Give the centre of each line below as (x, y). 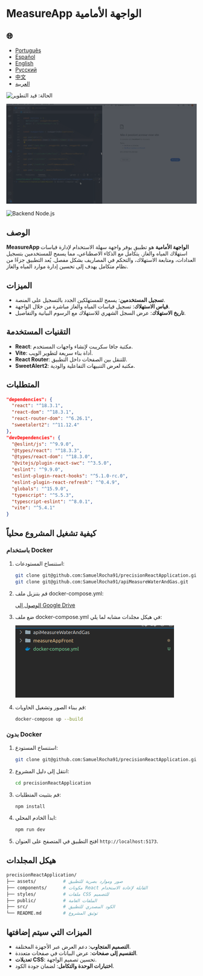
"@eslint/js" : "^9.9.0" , (43, 444)
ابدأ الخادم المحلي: (36, 818)
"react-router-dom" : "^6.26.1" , (53, 419)
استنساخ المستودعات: (40, 563)
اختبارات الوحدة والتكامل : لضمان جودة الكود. (65, 966)
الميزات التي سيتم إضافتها (49, 932)
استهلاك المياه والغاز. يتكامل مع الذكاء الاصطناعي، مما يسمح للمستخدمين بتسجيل (97, 254)
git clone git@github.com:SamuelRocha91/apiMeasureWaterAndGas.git (101, 581)
